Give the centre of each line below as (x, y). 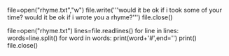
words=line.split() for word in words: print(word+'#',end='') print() (102, 38)
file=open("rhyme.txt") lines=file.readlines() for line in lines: (93, 31)
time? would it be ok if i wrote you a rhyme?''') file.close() (90, 17)
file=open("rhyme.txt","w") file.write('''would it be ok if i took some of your (115, 10)
